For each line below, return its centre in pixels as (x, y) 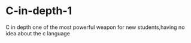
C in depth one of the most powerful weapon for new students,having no (95, 27)
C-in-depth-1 (39, 11)
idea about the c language (38, 33)
